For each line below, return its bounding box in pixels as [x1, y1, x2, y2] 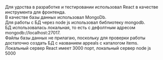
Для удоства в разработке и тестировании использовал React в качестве [5, 4, 159, 10]
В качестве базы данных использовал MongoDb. [5, 15, 107, 20]
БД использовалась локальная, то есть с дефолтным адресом [5, 25, 135, 30]
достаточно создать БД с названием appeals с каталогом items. [5, 40, 139, 45]
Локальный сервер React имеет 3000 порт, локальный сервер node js [5, 45, 151, 51]
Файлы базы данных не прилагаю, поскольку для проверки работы [5, 35, 146, 41]
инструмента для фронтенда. [5, 9, 66, 15]
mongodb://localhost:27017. [5, 30, 61, 35]
